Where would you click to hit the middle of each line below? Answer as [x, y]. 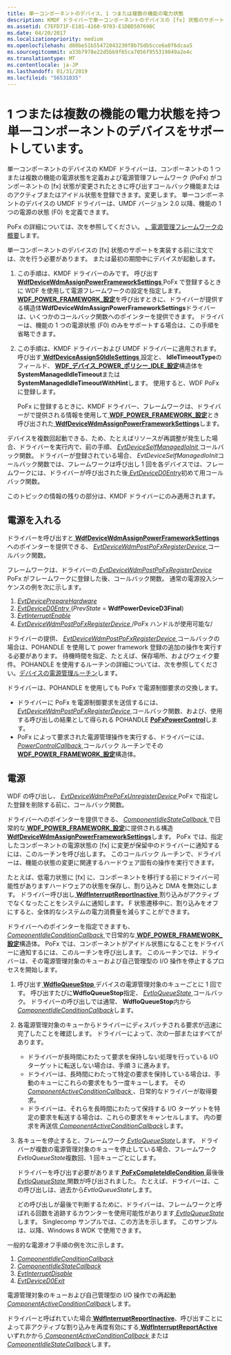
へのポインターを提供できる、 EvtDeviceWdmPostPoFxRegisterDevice [107, 547]
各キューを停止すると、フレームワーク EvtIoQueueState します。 [108, 1140]
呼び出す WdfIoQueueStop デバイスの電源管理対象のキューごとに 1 [113, 984]
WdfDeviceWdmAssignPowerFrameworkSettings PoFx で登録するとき [119, 282]
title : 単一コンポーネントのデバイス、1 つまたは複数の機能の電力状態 [96, 13]
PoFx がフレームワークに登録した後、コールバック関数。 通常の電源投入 [110, 579]
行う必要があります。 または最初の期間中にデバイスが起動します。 [125, 259]
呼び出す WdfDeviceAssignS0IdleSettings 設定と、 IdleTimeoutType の [119, 357]
